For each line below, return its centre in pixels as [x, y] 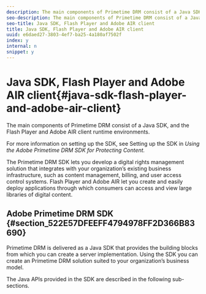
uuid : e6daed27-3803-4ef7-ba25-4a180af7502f [64, 35]
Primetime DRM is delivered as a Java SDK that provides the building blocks [102, 247]
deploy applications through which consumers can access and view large [99, 188]
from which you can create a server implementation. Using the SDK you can [102, 254]
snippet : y [20, 52]
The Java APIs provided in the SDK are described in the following [89, 279]
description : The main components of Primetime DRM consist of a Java [98, 12]
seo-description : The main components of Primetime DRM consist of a [97, 18]
